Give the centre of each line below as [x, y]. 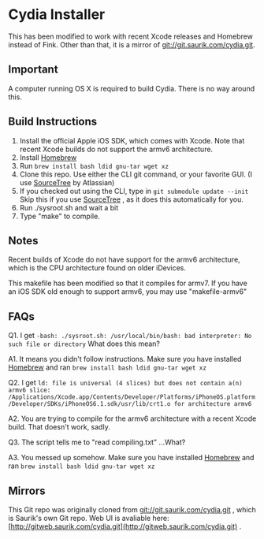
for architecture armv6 [213, 404]
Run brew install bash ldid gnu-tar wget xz [94, 165]
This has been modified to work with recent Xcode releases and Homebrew [131, 36]
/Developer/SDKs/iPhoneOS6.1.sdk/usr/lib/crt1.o [89, 404]
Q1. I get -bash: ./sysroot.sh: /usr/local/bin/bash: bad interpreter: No [130, 336]
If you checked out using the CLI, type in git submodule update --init [134, 191]
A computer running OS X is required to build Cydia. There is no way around [131, 88]
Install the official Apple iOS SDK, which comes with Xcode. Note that [132, 140]
